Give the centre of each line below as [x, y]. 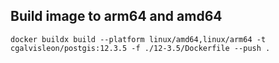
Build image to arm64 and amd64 [116, 16]
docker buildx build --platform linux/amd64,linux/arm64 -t [138, 39]
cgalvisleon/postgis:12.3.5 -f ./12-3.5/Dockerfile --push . [140, 48]
